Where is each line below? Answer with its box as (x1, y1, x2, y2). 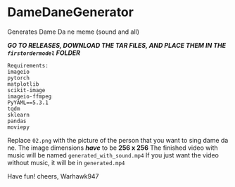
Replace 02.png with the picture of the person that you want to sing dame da (7, 136, 229, 144)
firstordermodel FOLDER (7, 49, 81, 57)
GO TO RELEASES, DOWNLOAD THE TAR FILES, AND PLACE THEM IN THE (7, 41, 227, 49)
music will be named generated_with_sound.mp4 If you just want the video (7, 150, 220, 159)
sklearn (7, 111, 30, 118)
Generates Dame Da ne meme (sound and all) (7, 27, 139, 36)
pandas (7, 117, 27, 124)
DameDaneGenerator (7, 4, 134, 20)
